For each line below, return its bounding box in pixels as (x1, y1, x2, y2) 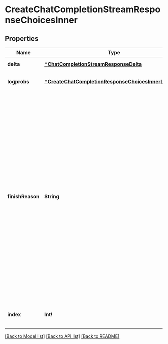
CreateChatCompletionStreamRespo (5, 4, 161, 15)
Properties (5, 34, 39, 43)
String (44, 193, 60, 200)
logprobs (7, 78, 30, 85)
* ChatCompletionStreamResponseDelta (44, 61, 142, 67)
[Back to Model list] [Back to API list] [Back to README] (5, 333, 120, 339)
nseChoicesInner (5, 14, 78, 26)
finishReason (7, 193, 40, 200)
